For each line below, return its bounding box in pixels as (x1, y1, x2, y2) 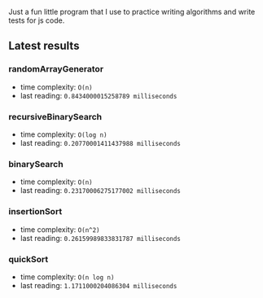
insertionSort (8, 206, 63, 217)
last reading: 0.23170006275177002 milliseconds (20, 186, 182, 195)
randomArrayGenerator (8, 64, 104, 75)
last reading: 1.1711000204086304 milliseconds (20, 280, 178, 290)
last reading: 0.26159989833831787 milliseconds (20, 233, 182, 243)
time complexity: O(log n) (20, 129, 107, 139)
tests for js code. (8, 15, 65, 25)
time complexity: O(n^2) (20, 224, 100, 234)
